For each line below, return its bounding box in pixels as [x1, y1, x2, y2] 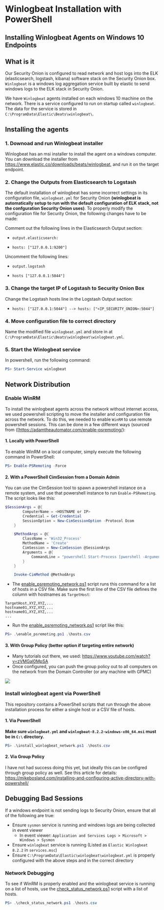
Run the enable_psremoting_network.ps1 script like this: [12, 622, 124, 628]
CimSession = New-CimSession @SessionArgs [22, 545, 110, 550]
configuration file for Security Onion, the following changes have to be [5, 211, 146, 217]
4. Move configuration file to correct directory [5, 318, 116, 325]
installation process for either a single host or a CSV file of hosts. [5, 706, 136, 712]
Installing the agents [5, 125, 69, 133]
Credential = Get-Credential [22, 514, 82, 519]
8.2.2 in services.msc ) [12, 847, 58, 853]
